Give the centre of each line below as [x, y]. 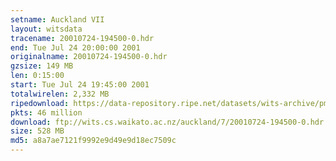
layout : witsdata [46, 29]
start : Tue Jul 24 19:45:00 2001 [80, 85]
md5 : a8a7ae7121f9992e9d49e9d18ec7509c [93, 141]
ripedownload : [40, 103]
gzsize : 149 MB [42, 66]
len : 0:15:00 [37, 76]
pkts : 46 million [46, 112]
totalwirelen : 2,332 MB [60, 94]
